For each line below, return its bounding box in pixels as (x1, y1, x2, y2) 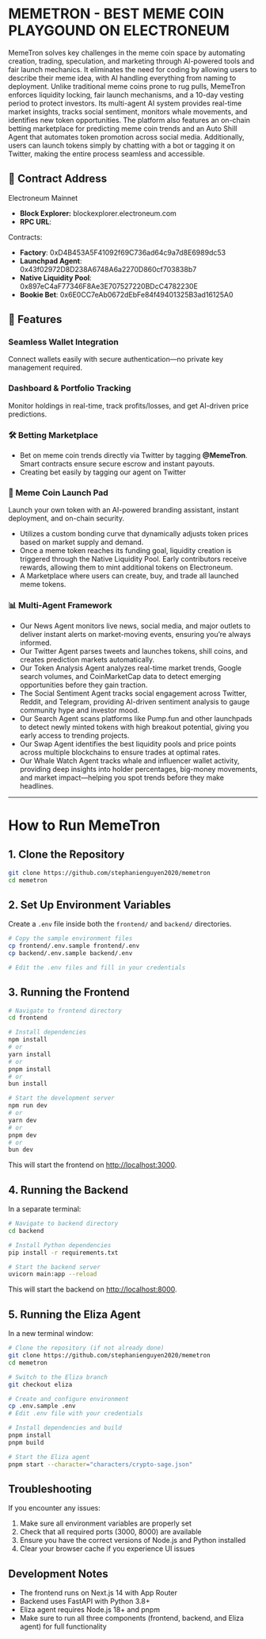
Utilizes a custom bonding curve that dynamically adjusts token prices (19, 529, 249, 539)
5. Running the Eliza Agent (8, 1307, 141, 1321)
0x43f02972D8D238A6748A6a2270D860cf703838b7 (19, 264, 197, 274)
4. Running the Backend (8, 1183, 129, 1196)
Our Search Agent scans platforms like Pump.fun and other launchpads (19, 713, 253, 723)
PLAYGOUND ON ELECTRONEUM (8, 21, 230, 40)
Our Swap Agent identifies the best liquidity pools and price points (19, 739, 237, 748)
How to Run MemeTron (8, 816, 161, 834)
